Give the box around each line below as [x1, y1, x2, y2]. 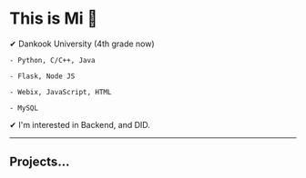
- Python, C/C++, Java [9, 55, 96, 64]
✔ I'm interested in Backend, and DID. [9, 119, 150, 130]
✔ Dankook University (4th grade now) [9, 38, 155, 49]
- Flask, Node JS [9, 72, 76, 81]
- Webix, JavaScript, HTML [9, 87, 112, 96]
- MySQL [9, 104, 39, 113]
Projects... [9, 154, 70, 170]
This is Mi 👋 [9, 8, 98, 29]
